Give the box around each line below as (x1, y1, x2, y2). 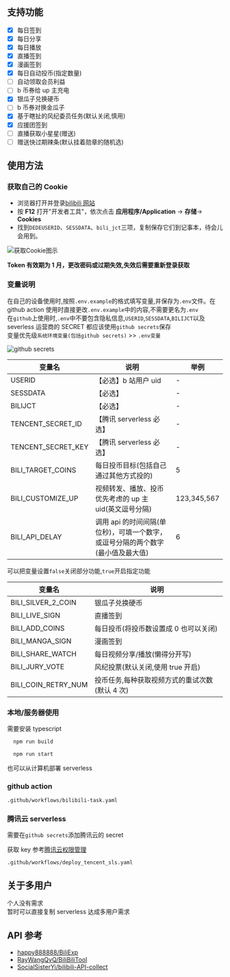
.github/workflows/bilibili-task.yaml (7, 797, 118, 804)
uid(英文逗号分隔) (95, 504, 152, 514)
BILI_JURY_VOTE (10, 662, 65, 671)
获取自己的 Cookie (7, 182, 68, 191)
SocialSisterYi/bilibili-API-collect (16, 963, 108, 971)
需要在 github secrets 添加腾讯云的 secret (7, 831, 124, 839)
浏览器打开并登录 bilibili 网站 (16, 199, 96, 207)
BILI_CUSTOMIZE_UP (10, 493, 79, 503)
